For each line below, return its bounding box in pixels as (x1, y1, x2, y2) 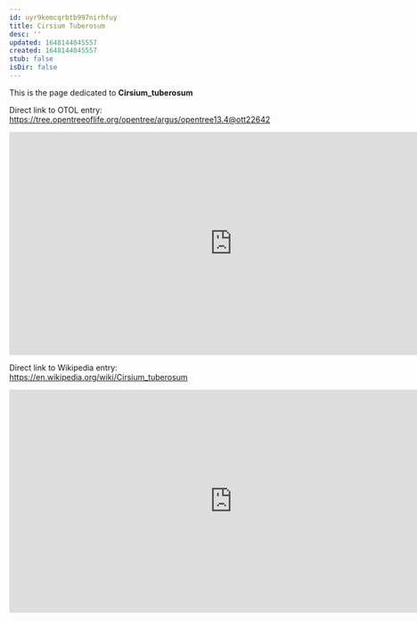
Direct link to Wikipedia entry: (9, 362, 118, 373)
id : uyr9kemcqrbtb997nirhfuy (9, 12, 118, 22)
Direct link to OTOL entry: (9, 104, 102, 115)
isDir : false (9, 63, 58, 72)
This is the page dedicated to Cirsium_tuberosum (9, 87, 193, 98)
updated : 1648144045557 (9, 37, 98, 47)
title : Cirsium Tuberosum (9, 21, 105, 30)
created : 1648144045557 (9, 46, 98, 55)
